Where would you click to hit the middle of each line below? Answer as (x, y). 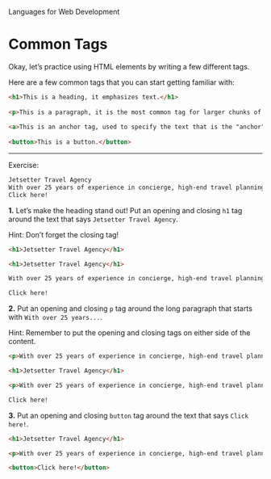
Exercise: (23, 166)
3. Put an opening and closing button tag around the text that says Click (129, 415)
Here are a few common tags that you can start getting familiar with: (122, 82)
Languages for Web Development (64, 12)
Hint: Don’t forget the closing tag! (64, 234)
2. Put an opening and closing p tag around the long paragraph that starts (130, 309)
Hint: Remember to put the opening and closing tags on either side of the (129, 333)
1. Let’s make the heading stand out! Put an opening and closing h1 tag (125, 210)
